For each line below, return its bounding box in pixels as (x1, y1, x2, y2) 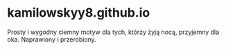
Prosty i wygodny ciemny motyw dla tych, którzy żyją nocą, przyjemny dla (7, 28, 220, 36)
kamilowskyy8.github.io (7, 5, 150, 21)
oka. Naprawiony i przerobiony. (7, 35, 97, 43)
